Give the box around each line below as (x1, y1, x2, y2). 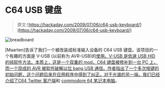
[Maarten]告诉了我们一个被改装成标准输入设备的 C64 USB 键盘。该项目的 (5, 47, 154, 53)
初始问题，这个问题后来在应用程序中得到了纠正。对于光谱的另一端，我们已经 (5, 71, 160, 77)
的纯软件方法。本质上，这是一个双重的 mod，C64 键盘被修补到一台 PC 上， (5, 59, 159, 65)
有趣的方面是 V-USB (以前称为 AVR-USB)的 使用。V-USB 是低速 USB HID (9, 53, 156, 59)
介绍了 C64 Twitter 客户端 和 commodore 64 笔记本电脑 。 (5, 77, 120, 84)
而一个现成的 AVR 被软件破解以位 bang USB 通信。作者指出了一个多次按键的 (5, 65, 160, 71)
